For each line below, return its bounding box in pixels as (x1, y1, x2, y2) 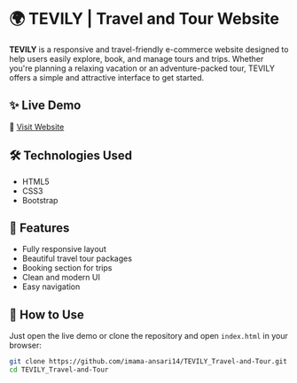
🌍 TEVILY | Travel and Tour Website (9, 9, 279, 29)
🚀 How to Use (9, 307, 84, 322)
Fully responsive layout (21, 244, 106, 255)
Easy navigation (21, 281, 81, 292)
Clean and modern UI (21, 272, 100, 283)
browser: (9, 340, 43, 351)
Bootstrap (21, 195, 59, 205)
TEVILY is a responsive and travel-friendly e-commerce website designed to (9, 43, 289, 55)
